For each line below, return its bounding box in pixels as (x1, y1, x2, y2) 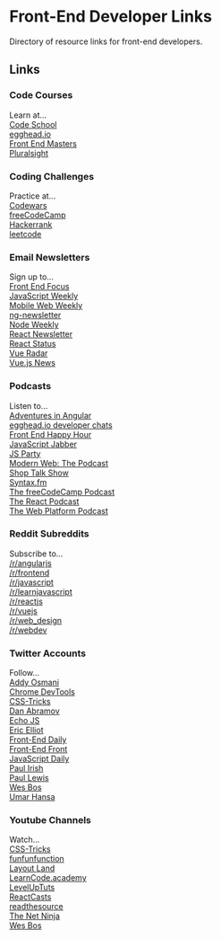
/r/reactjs (9, 596, 43, 607)
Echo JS (9, 715, 40, 726)
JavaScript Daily (9, 753, 70, 765)
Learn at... (9, 110, 47, 120)
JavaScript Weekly (9, 290, 79, 302)
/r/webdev (9, 625, 47, 635)
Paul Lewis (9, 773, 49, 784)
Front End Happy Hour (9, 429, 92, 439)
